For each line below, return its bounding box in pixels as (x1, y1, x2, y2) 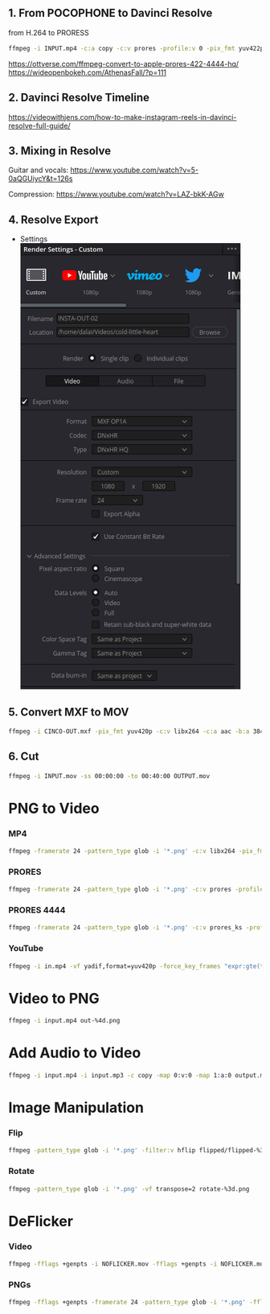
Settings (19, 234, 48, 244)
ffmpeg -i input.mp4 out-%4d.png (8, 1017, 121, 1025)
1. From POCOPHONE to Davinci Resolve (8, 6, 213, 20)
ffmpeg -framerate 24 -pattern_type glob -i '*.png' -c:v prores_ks (8, 924, 243, 932)
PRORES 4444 (8, 904, 66, 916)
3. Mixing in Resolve (8, 144, 111, 158)
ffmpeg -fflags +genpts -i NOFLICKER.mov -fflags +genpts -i (8, 1260, 218, 1268)
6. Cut (8, 750, 39, 764)
